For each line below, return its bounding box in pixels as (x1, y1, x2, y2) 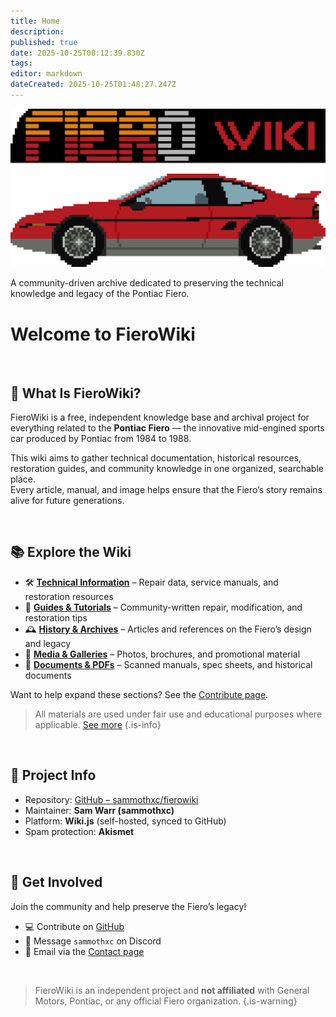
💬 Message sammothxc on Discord (24, 935, 162, 947)
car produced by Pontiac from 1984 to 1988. (10, 433, 192, 445)
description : (10, 26, 65, 37)
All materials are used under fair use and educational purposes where (34, 708, 323, 720)
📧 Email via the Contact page (24, 945, 145, 957)
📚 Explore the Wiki (10, 544, 132, 561)
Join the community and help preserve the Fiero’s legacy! (10, 900, 247, 912)
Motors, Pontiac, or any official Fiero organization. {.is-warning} (34, 995, 298, 1007)
